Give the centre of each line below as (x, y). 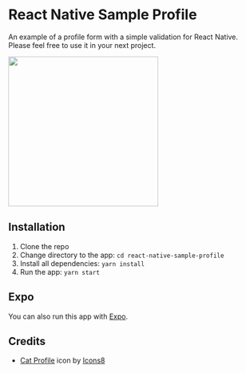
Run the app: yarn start (60, 272)
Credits (27, 341)
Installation (37, 227)
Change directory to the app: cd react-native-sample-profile (122, 255)
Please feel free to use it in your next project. (82, 45)
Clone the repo (44, 246)
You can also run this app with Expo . (68, 316)
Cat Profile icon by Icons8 (62, 360)
